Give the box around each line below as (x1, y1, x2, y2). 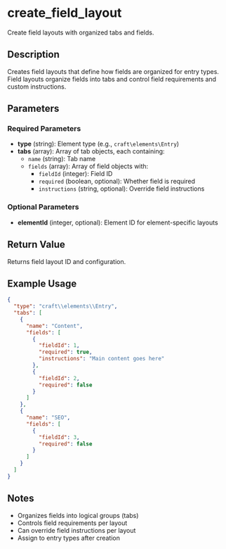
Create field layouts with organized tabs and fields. (7, 28, 154, 37)
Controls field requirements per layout (17, 519, 128, 527)
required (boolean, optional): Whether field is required (38, 177, 195, 186)
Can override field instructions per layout (17, 526, 136, 534)
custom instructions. (7, 82, 67, 91)
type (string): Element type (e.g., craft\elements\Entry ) (17, 139, 180, 149)
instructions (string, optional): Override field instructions (38, 184, 205, 193)
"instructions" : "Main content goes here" (38, 355, 165, 362)
